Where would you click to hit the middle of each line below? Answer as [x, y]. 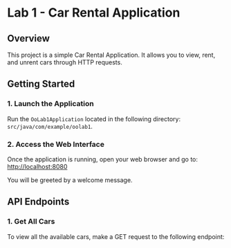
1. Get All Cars [31, 222]
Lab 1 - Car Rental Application [94, 13]
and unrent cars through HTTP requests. [65, 62]
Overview [29, 38]
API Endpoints [38, 202]
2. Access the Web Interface [56, 144]
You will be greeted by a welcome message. [70, 180]
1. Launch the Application [51, 104]
